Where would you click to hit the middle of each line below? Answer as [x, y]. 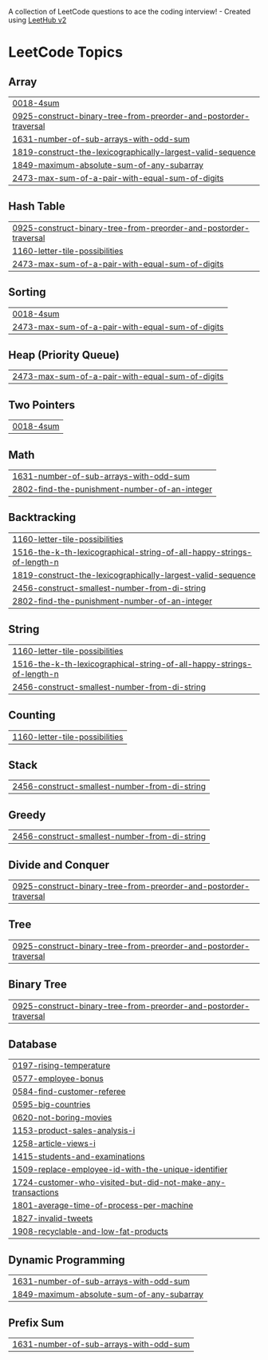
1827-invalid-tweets [53, 1219]
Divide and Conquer [59, 865]
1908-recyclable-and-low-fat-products [91, 1231]
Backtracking [42, 517]
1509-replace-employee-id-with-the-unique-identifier [120, 1170]
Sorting [27, 292]
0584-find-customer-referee [69, 1092]
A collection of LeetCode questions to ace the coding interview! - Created [130, 12]
